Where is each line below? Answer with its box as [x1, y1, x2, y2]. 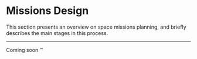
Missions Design [6, 4, 89, 18]
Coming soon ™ [6, 46, 43, 53]
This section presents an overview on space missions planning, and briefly [6, 23, 186, 30]
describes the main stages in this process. [6, 29, 108, 36]
